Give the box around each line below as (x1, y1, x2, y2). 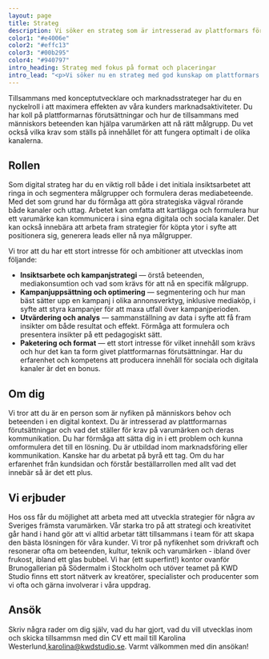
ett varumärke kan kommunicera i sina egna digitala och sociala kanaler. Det (8, 214, 259, 224)
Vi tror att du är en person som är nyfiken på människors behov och (8, 409, 231, 418)
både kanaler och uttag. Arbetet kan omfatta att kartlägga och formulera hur (8, 206, 259, 215)
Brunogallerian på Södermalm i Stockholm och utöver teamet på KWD (8, 563, 239, 573)
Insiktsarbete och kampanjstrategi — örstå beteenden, (19, 270, 205, 280)
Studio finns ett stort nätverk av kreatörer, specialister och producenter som (8, 572, 259, 581)
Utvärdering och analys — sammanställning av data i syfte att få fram (19, 313, 251, 322)
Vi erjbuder (8, 491, 66, 505)
